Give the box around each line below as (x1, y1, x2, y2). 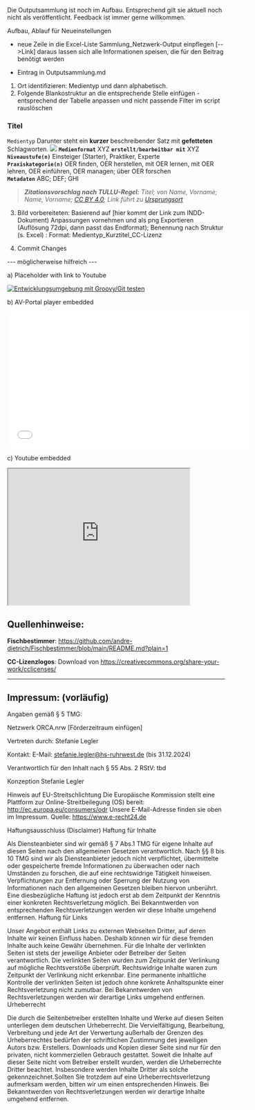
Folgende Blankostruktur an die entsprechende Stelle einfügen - (17, 89, 200, 97)
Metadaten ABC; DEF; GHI (7, 175, 79, 183)
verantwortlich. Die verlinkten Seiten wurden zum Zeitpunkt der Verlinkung (7, 956, 220, 964)
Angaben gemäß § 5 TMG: (7, 710, 83, 718)
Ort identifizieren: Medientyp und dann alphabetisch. (17, 82, 168, 89)
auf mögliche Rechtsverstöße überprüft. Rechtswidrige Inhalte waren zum (7, 963, 218, 971)
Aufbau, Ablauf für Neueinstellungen (7, 27, 112, 35)
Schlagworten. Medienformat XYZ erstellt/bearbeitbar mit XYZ (7, 145, 200, 153)
